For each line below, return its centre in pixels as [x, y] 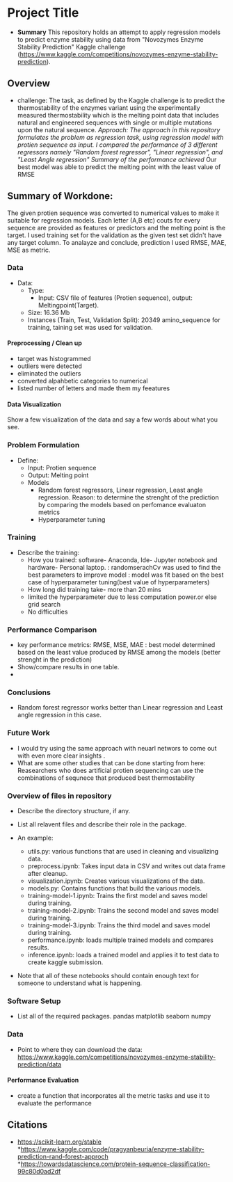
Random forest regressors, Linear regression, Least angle [120, 490]
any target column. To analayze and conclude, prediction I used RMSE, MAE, [117, 242]
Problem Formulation [43, 445]
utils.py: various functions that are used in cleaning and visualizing [123, 852]
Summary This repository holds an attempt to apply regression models [119, 32]
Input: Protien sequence [62, 468]
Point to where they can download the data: [80, 1049]
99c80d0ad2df [39, 1171]
